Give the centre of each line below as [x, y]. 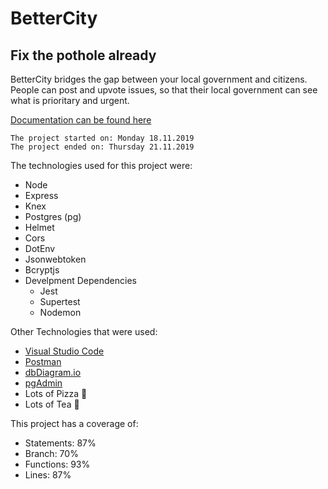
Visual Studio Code [64, 351]
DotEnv [40, 248]
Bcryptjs [42, 270]
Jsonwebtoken [55, 259]
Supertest [60, 301]
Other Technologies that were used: [84, 331]
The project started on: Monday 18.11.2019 [102, 138]
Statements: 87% [60, 443]
